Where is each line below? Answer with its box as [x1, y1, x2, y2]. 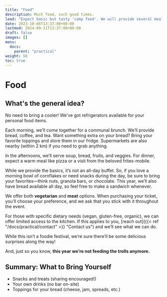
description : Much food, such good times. [5, 12, 94, 17]
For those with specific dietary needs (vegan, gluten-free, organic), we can [5, 213, 159, 219]
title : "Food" [5, 7, 35, 12]
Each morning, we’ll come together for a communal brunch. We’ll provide [5, 127, 155, 133]
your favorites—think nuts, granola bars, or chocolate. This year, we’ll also [5, 178, 157, 184]
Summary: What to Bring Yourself [5, 263, 112, 271]
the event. [5, 204, 26, 210]
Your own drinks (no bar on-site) [12, 281, 80, 287]
